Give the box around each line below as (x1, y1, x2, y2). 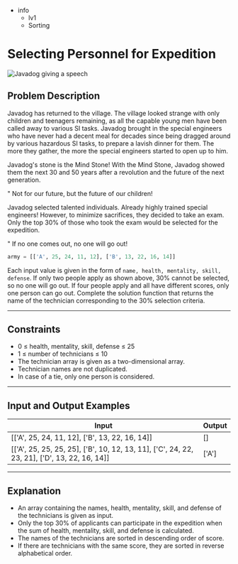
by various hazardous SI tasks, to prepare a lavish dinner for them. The (7, 139, 215, 148)
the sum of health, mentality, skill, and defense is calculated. (17, 526, 195, 535)
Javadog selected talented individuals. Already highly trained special (7, 202, 208, 212)
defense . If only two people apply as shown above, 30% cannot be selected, (7, 273, 230, 282)
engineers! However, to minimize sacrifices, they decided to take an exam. (7, 210, 225, 219)
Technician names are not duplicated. (17, 365, 127, 374)
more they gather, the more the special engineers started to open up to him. (7, 146, 229, 155)
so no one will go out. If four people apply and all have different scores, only (7, 281, 229, 290)
